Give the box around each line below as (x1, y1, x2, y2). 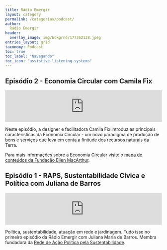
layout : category (5, 12, 41, 17)
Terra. (5, 142, 17, 148)
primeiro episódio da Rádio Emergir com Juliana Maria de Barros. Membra (5, 234, 157, 240)
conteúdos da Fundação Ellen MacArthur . (5, 157, 90, 163)
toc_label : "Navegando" (5, 53, 55, 59)
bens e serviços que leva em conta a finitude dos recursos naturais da (5, 137, 149, 143)
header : (5, 30, 21, 35)
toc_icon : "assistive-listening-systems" (5, 58, 92, 63)
